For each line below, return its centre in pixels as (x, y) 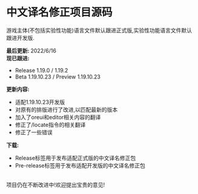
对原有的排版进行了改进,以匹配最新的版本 (66, 109)
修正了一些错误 (34, 132)
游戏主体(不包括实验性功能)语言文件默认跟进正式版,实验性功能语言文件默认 (99, 30)
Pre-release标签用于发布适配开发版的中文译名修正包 (80, 165)
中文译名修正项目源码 (60, 12)
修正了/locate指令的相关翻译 (50, 124)
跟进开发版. (21, 37)
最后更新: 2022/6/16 (31, 50)
